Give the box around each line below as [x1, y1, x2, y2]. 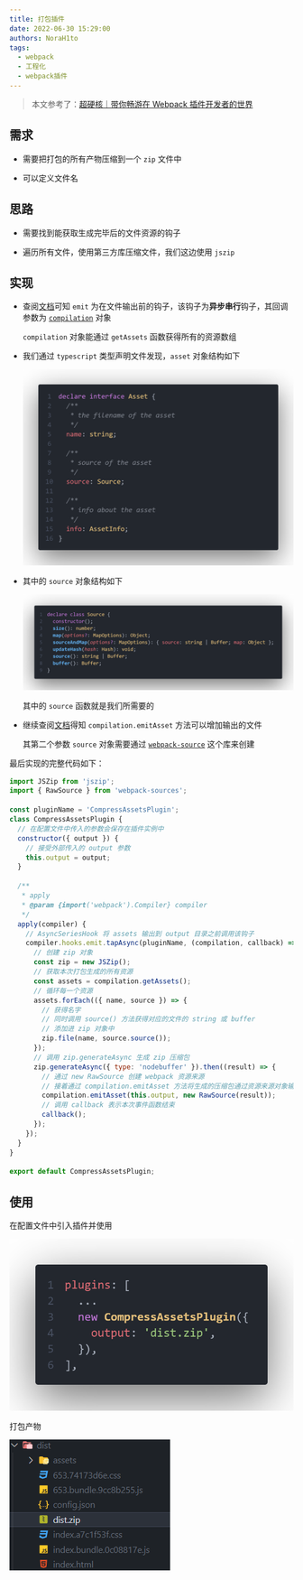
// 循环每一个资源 [32, 986, 93, 995]
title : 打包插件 [9, 14, 65, 23]
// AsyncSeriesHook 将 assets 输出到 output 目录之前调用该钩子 [25, 929, 254, 938]
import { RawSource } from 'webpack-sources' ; [9, 786, 188, 795]
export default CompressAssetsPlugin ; [9, 1167, 155, 1176]
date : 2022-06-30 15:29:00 [9, 23, 111, 33]
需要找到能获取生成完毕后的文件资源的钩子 [22, 227, 181, 238]
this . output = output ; [25, 853, 111, 862]
